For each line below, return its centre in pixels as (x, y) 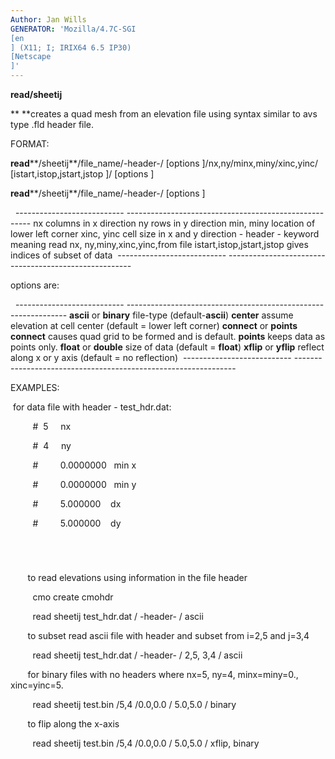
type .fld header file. (52, 124)
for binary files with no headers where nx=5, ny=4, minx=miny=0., (163, 675)
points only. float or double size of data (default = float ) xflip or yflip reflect (167, 347)
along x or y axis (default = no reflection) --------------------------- (151, 357)
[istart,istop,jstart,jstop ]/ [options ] (82, 174)
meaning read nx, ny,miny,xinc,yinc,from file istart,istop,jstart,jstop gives (159, 244)
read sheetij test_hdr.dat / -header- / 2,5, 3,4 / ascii (137, 655)
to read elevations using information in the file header (137, 578)
